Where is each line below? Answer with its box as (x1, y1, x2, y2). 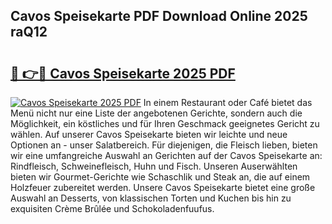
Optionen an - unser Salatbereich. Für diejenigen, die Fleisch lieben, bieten (10, 139, 318, 151)
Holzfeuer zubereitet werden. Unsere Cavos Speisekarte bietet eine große (10, 182, 316, 193)
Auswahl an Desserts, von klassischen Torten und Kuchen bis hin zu (10, 192, 292, 204)
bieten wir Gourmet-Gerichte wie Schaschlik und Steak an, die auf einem (10, 171, 311, 183)
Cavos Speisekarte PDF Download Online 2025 (10, 8, 308, 25)
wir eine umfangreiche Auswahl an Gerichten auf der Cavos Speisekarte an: (10, 150, 323, 161)
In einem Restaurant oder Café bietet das (143, 97, 313, 108)
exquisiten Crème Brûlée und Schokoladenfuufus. (10, 203, 215, 214)
